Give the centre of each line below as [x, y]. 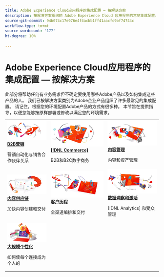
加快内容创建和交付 [26, 209]
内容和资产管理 [123, 160]
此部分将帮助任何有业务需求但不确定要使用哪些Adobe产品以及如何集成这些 [80, 94]
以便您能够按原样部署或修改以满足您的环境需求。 [63, 112]
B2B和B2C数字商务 [70, 160]
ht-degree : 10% [20, 36]
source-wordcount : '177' [30, 31]
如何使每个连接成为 [26, 257]
